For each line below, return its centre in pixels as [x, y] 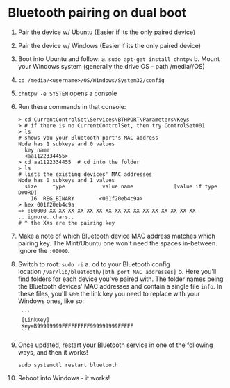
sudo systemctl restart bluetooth [68, 365]
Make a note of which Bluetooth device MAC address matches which [117, 236]
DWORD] [27, 193]
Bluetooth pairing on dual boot [97, 13]
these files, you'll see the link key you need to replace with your [109, 293]
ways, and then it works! [53, 352]
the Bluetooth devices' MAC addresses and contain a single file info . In [120, 286]
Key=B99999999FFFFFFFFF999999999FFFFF [77, 326]
